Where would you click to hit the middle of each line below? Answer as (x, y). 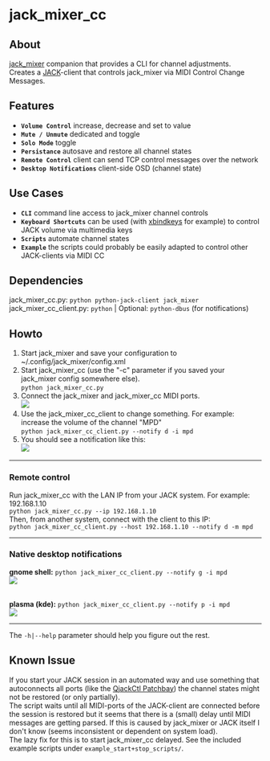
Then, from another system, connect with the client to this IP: (110, 519)
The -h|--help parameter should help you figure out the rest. (110, 635)
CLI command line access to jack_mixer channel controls (115, 213)
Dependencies (46, 281)
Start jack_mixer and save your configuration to (99, 353)
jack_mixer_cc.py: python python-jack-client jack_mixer (104, 300)
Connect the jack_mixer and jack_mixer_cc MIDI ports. (110, 396)
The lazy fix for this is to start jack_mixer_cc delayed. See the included (125, 739)
